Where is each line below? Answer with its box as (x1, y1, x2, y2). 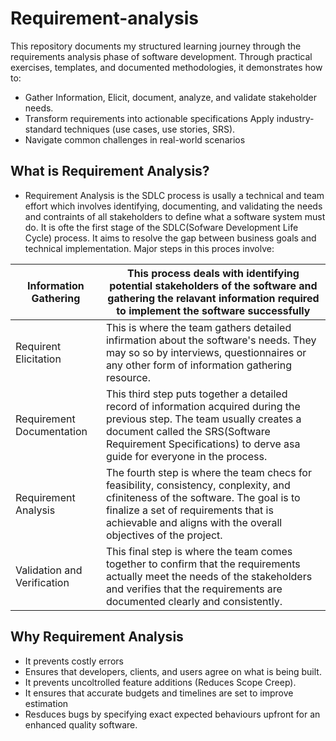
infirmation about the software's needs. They (105, 333, 317, 347)
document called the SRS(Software (105, 424, 271, 438)
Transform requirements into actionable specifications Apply (24, 112, 275, 124)
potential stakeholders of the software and (109, 278, 318, 292)
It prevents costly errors (24, 655, 124, 667)
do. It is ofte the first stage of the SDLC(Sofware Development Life (24, 221, 299, 233)
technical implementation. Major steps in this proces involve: (24, 242, 275, 254)
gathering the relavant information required (107, 291, 320, 305)
